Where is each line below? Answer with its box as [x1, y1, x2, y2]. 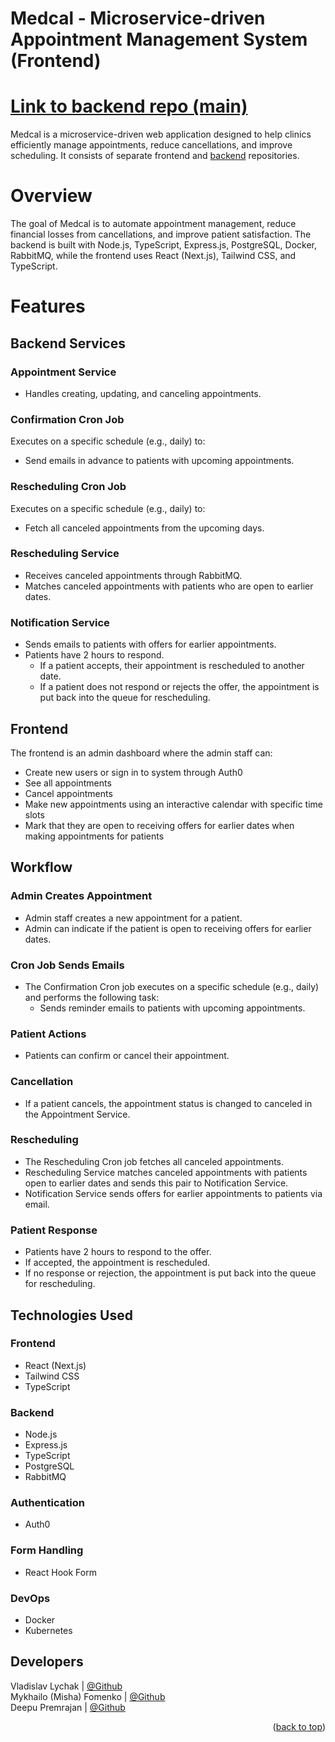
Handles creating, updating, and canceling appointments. [24, 387, 262, 399]
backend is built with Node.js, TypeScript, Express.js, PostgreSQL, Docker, [10, 239, 318, 251]
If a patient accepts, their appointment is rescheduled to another [39, 660, 305, 672]
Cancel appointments [24, 787, 113, 799]
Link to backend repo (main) [10, 95, 248, 118]
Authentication [10, 1496, 85, 1510]
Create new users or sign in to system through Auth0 [24, 766, 243, 778]
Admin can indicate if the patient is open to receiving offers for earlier [24, 922, 312, 934]
